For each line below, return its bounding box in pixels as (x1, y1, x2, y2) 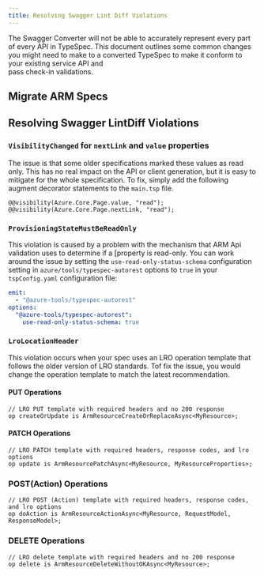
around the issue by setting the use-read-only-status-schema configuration (8, 257, 252, 265)
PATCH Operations (8, 428, 71, 439)
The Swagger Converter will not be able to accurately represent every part (8, 33, 251, 43)
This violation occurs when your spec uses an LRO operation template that (8, 352, 251, 362)
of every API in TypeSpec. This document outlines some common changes (8, 41, 251, 51)
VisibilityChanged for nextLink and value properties (8, 140, 209, 151)
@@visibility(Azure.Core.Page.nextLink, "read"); (8, 205, 175, 213)
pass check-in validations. (8, 66, 93, 76)
